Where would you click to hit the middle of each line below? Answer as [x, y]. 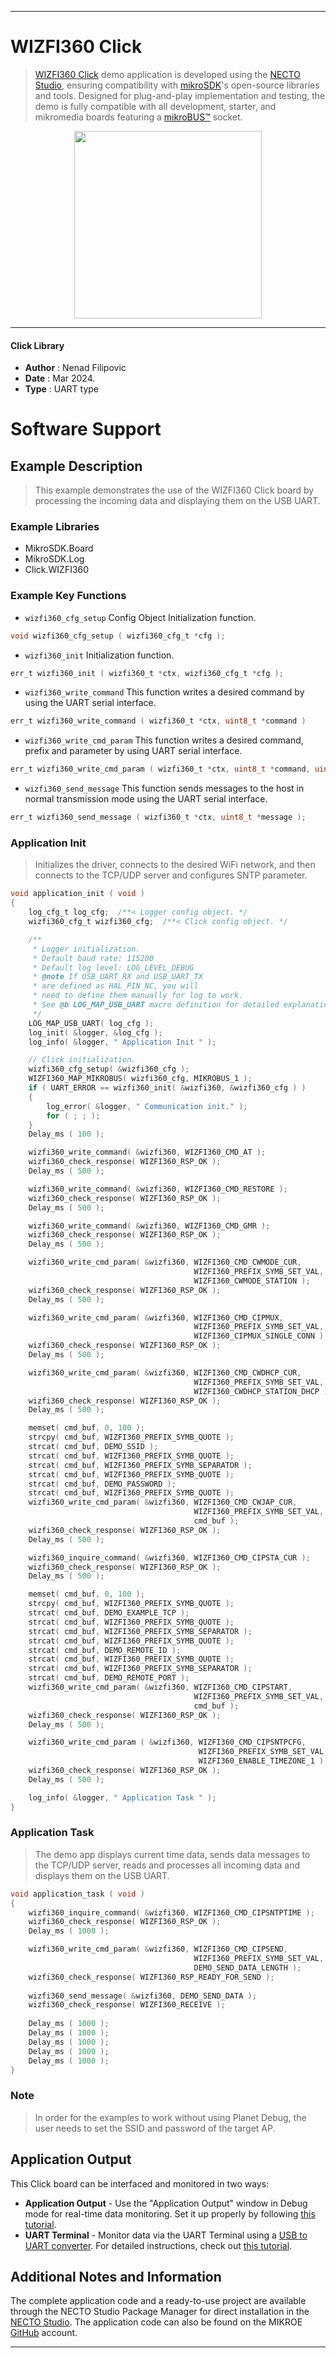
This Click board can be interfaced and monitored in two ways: [140, 2183]
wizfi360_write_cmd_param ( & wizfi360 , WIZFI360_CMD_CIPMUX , [156, 1317]
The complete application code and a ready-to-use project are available [158, 2301]
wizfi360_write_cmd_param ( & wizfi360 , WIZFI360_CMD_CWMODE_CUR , [165, 1262]
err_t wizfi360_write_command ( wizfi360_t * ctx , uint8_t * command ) [158, 721]
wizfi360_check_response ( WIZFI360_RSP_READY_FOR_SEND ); [151, 1977]
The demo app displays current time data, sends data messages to [172, 1854]
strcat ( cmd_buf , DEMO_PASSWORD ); [102, 1484]
